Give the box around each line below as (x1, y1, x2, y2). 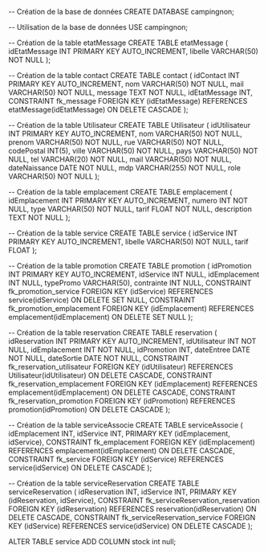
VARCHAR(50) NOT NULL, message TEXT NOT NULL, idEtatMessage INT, (8, 88, 253, 97)
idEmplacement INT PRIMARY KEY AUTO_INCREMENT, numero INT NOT (8, 196, 249, 205)
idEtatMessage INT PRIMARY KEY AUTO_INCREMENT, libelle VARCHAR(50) (8, 47, 259, 55)
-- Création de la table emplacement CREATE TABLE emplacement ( (8, 187, 233, 196)
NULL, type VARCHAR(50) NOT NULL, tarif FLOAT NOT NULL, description (8, 204, 253, 214)
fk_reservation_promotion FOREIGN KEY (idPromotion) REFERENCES (8, 396, 236, 405)
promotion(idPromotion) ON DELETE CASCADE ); (8, 405, 171, 414)
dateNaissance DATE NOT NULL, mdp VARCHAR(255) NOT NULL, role (8, 163, 241, 172)
